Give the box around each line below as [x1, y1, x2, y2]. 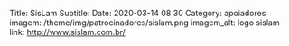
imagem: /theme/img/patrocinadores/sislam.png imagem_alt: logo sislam [9, 17, 280, 28]
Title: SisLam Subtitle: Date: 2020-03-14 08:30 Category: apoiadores [9, 8, 266, 18]
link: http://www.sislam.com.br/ [9, 27, 126, 37]
